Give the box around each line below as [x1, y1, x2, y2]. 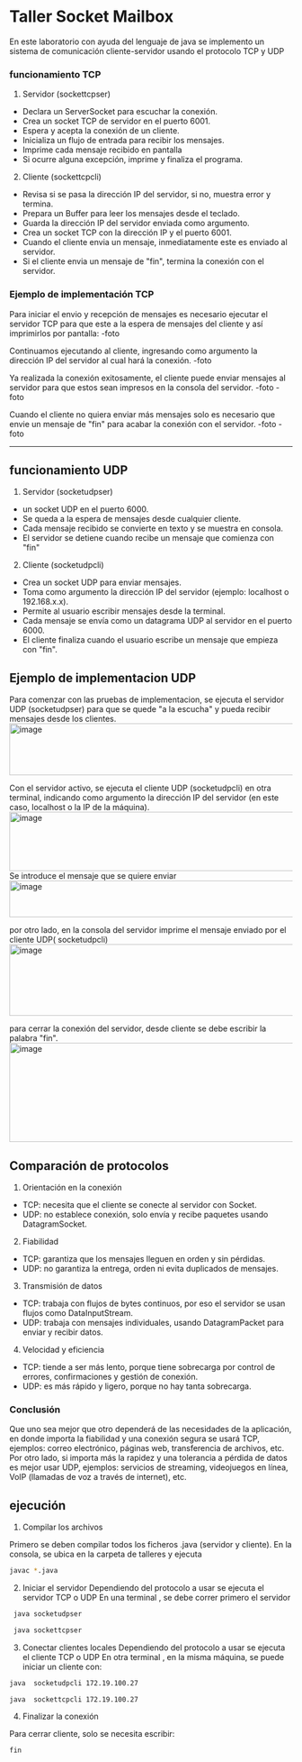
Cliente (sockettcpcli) [22, 171, 102, 182]
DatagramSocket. [22, 1219, 87, 1229]
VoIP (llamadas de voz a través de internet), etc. [9, 1472, 187, 1483]
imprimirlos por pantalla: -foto [9, 327, 120, 339]
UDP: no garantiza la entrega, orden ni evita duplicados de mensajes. [22, 1263, 279, 1274]
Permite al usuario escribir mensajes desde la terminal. [22, 606, 226, 616]
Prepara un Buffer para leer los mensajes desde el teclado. [22, 208, 240, 219]
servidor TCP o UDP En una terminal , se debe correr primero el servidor [22, 1592, 291, 1602]
